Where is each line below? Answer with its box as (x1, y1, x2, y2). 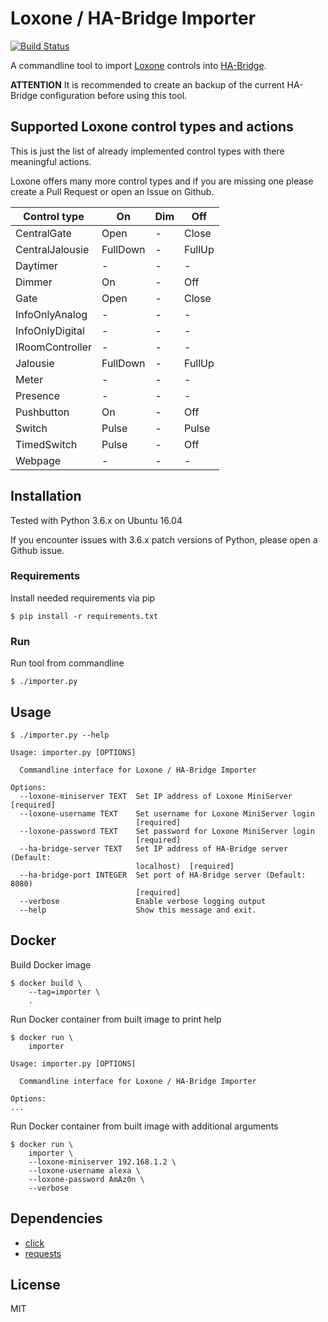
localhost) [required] (135, 861, 235, 871)
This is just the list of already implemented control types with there (10, 145, 285, 157)
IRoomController (15, 340, 92, 354)
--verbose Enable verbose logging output (19, 896, 267, 906)
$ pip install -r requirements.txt (10, 611, 159, 621)
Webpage (15, 453, 62, 467)
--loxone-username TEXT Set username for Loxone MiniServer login (19, 808, 315, 819)
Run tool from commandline (10, 657, 125, 669)
